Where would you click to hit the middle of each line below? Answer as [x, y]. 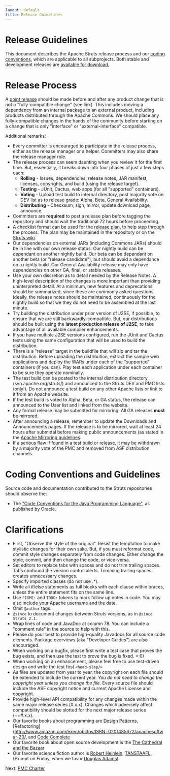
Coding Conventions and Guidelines [83, 474]
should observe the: [26, 494]
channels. [23, 454]
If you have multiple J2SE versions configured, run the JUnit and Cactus [88, 335]
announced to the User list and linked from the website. [71, 405]
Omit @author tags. [32, 608]
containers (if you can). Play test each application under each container [87, 367]
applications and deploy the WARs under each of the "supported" [81, 362]
